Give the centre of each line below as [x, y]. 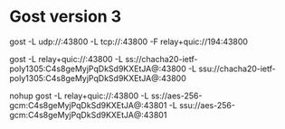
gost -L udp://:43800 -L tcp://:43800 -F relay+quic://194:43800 [129, 41]
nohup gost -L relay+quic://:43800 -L [79, 96]
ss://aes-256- [176, 96]
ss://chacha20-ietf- [161, 59]
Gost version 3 [66, 17]
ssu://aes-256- [207, 105]
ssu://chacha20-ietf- [237, 69]
